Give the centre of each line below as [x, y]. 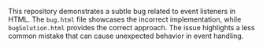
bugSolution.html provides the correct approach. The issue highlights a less [131, 27]
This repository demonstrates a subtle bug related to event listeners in [122, 11]
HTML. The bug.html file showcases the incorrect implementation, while [125, 19]
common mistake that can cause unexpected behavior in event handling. [126, 36]
